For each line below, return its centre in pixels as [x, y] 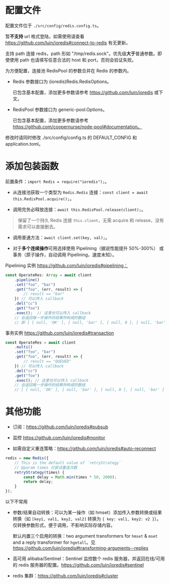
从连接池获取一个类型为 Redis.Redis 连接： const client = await [80, 192]
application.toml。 [24, 144]
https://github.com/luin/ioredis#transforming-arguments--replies [80, 548]
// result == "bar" [44, 294]
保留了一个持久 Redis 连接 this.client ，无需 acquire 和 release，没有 [91, 220]
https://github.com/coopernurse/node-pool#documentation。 [77, 127]
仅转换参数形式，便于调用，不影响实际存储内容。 [64, 525]
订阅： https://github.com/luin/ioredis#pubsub [60, 427]
